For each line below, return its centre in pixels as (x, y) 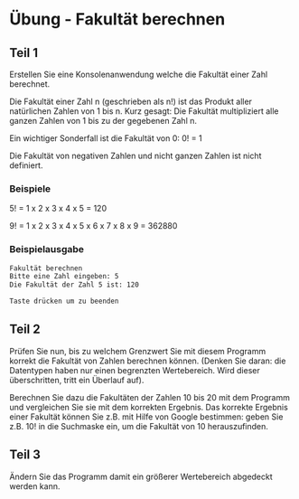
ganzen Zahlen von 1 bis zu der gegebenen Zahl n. (103, 121)
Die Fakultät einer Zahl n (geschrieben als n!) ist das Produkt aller (131, 101)
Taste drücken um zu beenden (64, 301)
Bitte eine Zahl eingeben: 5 (64, 277)
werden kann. (35, 486)
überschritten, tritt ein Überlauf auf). (77, 380)
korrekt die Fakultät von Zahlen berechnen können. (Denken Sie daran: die (148, 361)
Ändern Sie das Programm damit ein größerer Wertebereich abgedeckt (141, 476)
